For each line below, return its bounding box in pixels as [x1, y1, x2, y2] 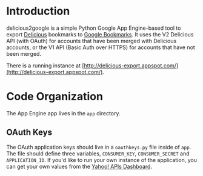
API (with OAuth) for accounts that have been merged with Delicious [6, 37, 177, 44]
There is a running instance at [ [6, 62, 84, 69]
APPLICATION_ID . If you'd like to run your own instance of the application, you [6, 156, 197, 163]
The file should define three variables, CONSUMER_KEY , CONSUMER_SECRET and [6, 150, 190, 157]
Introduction [6, 4, 70, 18]
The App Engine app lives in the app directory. [6, 109, 121, 117]
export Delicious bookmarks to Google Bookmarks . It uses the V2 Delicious [6, 30, 194, 38]
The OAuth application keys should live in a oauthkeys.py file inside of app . [6, 143, 191, 151]
